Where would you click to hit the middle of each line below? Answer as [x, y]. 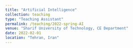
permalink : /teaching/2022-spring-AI [44, 24]
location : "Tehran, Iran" [32, 38]
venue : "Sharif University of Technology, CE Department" [67, 28]
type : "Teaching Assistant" [34, 19]
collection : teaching [28, 14]
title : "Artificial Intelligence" [41, 10]
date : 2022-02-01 [23, 33]
